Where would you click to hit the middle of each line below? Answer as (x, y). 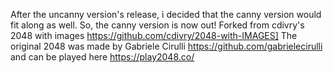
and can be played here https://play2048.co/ (102, 57)
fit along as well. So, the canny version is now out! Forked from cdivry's (157, 25)
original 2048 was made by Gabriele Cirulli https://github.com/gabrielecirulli (166, 46)
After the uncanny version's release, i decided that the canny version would (166, 14)
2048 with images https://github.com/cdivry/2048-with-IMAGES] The (154, 35)
